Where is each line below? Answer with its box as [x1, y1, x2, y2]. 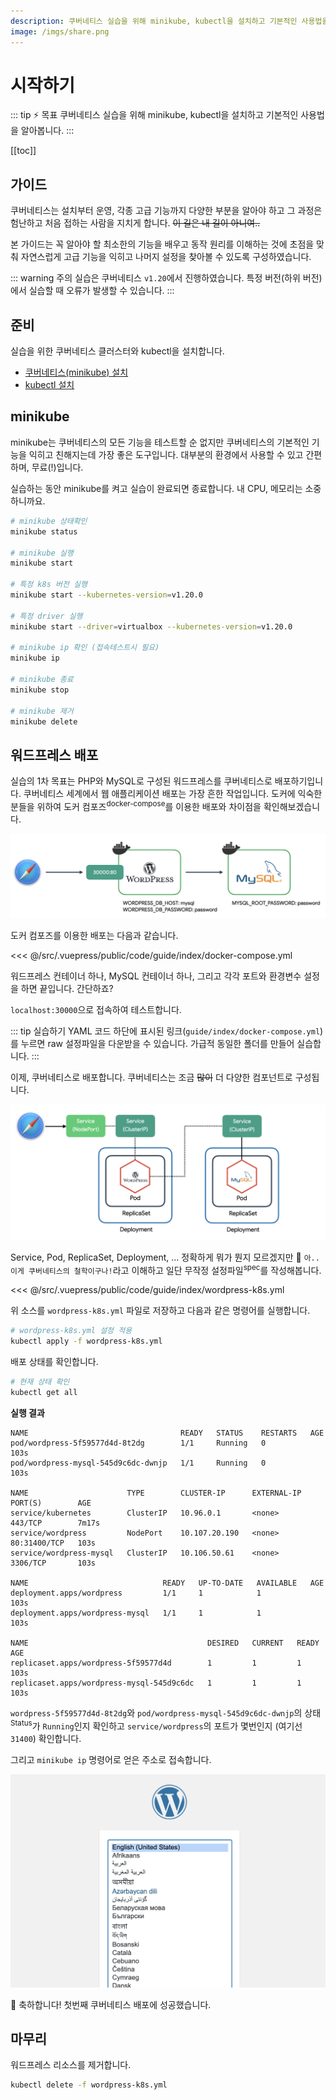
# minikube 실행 [10, 548, 74, 558]
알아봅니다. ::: [20, 125, 75, 137]
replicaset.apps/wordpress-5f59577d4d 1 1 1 [10, 1658, 302, 1668]
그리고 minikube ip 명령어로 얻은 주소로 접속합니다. [10, 1753, 212, 1765]
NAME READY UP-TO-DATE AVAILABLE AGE [10, 1578, 325, 1588]
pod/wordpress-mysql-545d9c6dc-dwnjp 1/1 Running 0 [10, 1458, 267, 1468]
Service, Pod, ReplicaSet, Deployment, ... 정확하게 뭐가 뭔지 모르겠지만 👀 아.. [10, 1251, 320, 1263]
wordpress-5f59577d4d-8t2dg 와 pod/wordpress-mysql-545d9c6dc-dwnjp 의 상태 [10, 1706, 322, 1719]
